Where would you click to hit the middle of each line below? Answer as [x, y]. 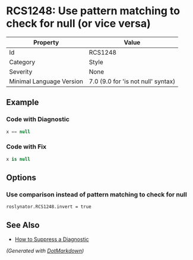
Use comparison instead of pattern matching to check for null [96, 194]
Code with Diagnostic [38, 119]
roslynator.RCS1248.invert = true [49, 207]
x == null [18, 132]
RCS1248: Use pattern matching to [93, 11]
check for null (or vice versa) [78, 23]
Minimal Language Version [46, 81]
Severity [21, 71]
